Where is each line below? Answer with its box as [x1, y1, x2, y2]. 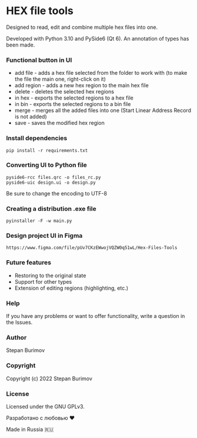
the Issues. [6, 319, 33, 326]
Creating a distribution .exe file [6, 204, 96, 213]
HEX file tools [6, 4, 74, 18]
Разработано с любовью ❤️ [6, 414, 75, 422]
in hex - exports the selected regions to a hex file [14, 94, 133, 101]
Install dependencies [6, 134, 68, 142]
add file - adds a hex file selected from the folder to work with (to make [14, 69, 188, 77]
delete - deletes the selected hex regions [14, 88, 115, 95]
